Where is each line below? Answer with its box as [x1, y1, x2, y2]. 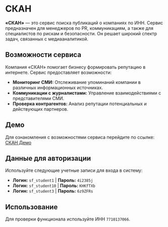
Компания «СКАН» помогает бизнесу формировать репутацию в [5, 64, 146, 70]
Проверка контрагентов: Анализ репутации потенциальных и [12, 101, 147, 107]
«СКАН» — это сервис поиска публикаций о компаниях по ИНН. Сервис [5, 20, 163, 26]
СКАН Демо [5, 140, 32, 146]
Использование [5, 203, 58, 211]
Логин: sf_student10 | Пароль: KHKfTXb [12, 183, 96, 189]
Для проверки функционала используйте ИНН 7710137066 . [5, 216, 130, 222]
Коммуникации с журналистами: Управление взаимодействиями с [12, 89, 161, 96]
